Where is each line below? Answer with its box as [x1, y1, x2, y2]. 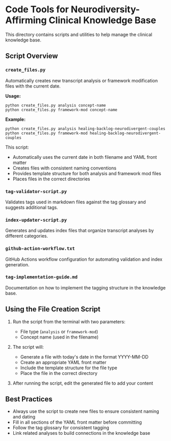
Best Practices [5, 395, 53, 404]
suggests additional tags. [5, 204, 58, 211]
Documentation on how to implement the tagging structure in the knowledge [5, 284, 166, 290]
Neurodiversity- [70, 4, 140, 15]
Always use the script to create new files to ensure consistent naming [12, 408, 159, 414]
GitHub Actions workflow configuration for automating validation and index [5, 256, 162, 262]
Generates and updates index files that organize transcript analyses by [5, 227, 154, 234]
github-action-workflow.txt [5, 246, 75, 251]
